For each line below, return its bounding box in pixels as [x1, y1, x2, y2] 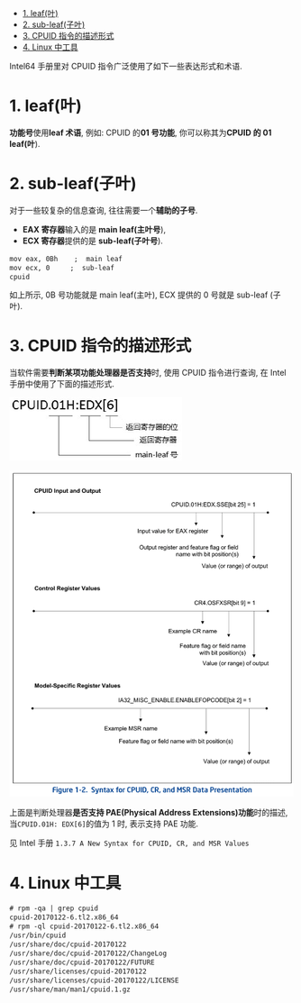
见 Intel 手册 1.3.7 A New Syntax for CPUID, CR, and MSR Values [9, 837, 250, 849]
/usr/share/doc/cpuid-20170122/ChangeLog [9, 949, 168, 958]
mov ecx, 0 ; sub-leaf [9, 263, 115, 272]
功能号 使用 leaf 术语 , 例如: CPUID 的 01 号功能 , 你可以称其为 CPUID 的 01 [9, 127, 272, 138]
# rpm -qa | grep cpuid [9, 904, 99, 913]
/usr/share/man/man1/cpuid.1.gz [9, 985, 131, 994]
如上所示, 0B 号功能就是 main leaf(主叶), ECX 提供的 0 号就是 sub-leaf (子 [9, 289, 281, 300]
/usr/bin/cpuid [9, 931, 67, 940]
